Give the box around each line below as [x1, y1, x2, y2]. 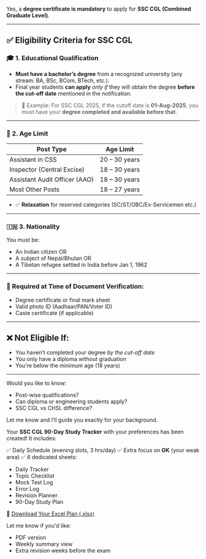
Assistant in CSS [9, 155, 57, 164]
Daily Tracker [15, 466, 49, 473]
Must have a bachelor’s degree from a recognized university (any [15, 70, 183, 77]
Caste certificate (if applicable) [15, 309, 94, 316]
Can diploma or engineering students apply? [15, 398, 128, 405]
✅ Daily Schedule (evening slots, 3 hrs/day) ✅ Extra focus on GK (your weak [6, 447, 200, 454]
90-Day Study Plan [15, 498, 64, 506]
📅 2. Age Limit [6, 129, 48, 137]
